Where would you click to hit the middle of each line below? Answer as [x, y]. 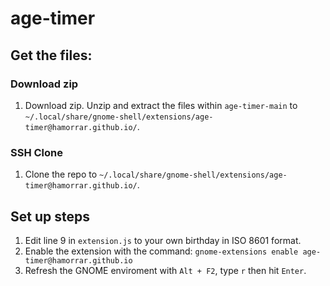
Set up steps [50, 216]
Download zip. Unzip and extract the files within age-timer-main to [161, 105]
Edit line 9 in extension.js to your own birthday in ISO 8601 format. [163, 240]
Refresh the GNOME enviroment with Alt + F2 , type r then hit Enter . [165, 270]
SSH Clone [37, 152]
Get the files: [51, 55]
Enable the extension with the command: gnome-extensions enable [161, 251]
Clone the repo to [61, 174]
